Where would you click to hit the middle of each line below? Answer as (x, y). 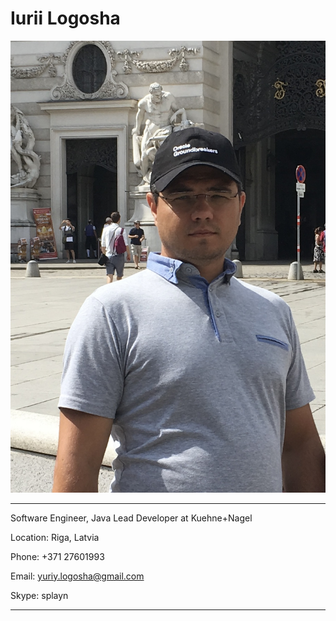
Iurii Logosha (65, 18)
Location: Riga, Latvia (55, 537)
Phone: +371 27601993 (57, 556)
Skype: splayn (39, 595)
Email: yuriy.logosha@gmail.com (77, 576)
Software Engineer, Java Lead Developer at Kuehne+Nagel (131, 518)
